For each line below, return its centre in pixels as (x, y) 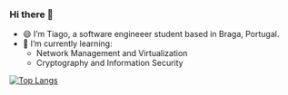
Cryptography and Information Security (109, 63)
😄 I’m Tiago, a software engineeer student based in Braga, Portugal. (151, 34)
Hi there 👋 (32, 14)
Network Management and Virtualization (112, 53)
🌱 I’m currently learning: (67, 43)
